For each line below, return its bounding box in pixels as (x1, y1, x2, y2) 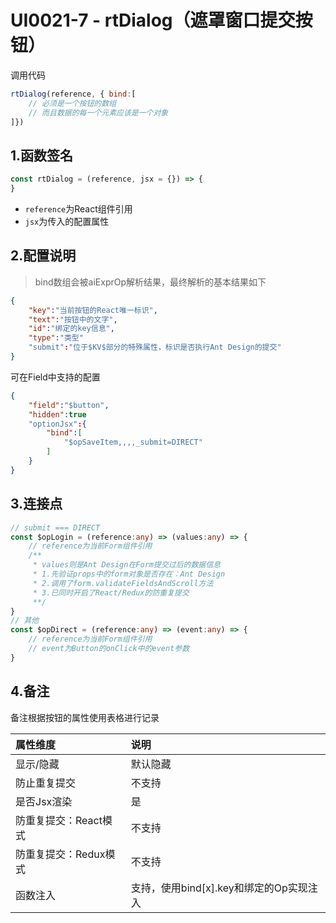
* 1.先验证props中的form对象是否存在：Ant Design (32, 569, 226, 579)
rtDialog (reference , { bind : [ (10, 89, 137, 99)
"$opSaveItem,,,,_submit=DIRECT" (63, 437, 203, 448)
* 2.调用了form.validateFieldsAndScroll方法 (32, 578, 214, 588)
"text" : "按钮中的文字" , (28, 314, 118, 325)
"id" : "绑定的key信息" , (28, 324, 115, 334)
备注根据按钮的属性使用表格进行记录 (10, 711, 160, 723)
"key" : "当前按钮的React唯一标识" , (28, 305, 158, 315)
